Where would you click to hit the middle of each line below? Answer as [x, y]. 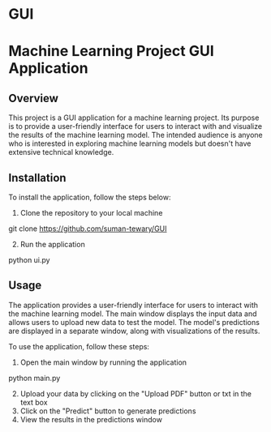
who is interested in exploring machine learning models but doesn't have [130, 143]
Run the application [52, 244]
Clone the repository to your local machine [91, 213]
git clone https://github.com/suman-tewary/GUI [88, 229]
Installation [37, 178]
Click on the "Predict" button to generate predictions [108, 411]
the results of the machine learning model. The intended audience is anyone [135, 135]
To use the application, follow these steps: [79, 346]
